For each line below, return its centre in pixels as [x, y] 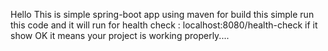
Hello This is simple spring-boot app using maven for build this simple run [162, 14]
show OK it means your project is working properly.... [120, 35]
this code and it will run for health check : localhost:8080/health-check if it [164, 25]
